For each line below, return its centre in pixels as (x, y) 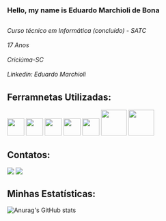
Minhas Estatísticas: (51, 194)
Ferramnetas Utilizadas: (59, 97)
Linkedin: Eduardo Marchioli (47, 75)
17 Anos (18, 45)
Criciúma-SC (26, 60)
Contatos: (29, 155)
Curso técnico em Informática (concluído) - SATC (77, 31)
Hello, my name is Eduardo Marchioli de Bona (83, 10)
